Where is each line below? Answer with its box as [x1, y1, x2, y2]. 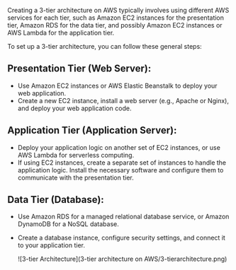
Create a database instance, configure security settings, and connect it [17, 233, 225, 242]
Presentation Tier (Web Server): [7, 63, 152, 75]
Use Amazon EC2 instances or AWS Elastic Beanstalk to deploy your [17, 81, 218, 90]
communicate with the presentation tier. [17, 173, 135, 182]
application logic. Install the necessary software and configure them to [17, 165, 224, 174]
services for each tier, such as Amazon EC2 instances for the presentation [7, 13, 225, 22]
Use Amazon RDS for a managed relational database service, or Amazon [17, 212, 230, 221]
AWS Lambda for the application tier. [7, 28, 115, 37]
